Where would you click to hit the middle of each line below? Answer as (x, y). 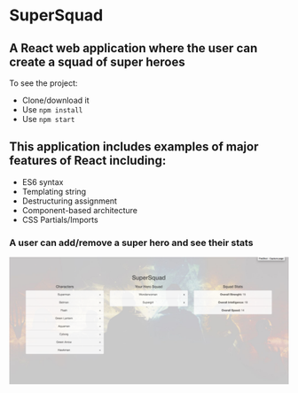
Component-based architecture (79, 210)
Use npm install (52, 110)
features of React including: (88, 161)
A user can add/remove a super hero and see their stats (131, 243)
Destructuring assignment (70, 201)
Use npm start (48, 119)
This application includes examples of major (134, 147)
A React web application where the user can (133, 48)
